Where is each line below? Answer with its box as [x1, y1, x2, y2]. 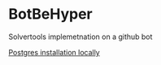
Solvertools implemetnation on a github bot [8, 32, 153, 41]
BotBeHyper [8, 5, 94, 24]
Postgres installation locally [8, 47, 100, 57]
